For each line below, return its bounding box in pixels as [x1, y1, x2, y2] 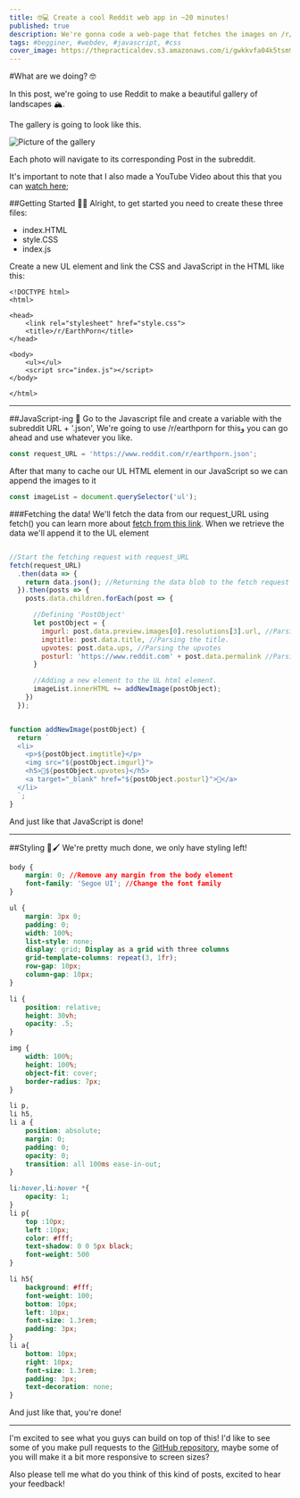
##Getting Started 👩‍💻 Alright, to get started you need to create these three [9, 198, 284, 209]
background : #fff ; [25, 1283, 94, 1292]
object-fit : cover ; [25, 1069, 98, 1078]
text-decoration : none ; [25, 1383, 114, 1392]
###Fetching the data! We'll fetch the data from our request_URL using [9, 508, 270, 519]
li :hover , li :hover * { [9, 1184, 90, 1193]
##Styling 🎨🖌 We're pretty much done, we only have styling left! [9, 842, 247, 853]
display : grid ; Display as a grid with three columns [25, 945, 229, 954]
